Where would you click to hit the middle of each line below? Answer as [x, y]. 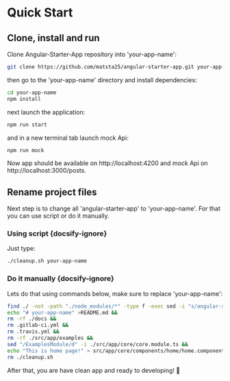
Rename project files [52, 192]
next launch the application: [46, 112]
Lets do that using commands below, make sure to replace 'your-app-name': [115, 293]
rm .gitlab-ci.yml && [38, 325]
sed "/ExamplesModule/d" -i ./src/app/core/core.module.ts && [98, 344]
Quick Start [40, 13]
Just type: [21, 249]
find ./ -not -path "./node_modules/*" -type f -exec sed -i [96, 306]
